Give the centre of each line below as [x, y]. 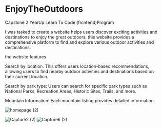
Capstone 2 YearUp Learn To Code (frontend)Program [60, 22]
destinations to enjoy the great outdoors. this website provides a [70, 37]
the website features [26, 56]
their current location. [27, 76]
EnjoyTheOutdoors [44, 9]
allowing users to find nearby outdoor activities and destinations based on [80, 71]
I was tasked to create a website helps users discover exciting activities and [81, 32]
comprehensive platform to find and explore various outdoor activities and [80, 42]
